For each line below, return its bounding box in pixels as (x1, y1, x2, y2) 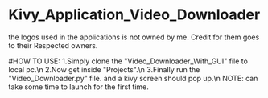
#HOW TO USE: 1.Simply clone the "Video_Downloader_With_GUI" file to (8, 56, 248, 66)
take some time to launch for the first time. (8, 82, 149, 92)
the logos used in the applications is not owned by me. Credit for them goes (8, 32, 260, 42)
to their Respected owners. (8, 40, 98, 50)
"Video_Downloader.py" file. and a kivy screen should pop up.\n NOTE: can (8, 73, 258, 83)
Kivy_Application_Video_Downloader (8, 6, 261, 24)
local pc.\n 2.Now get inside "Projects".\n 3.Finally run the (8, 64, 200, 74)
